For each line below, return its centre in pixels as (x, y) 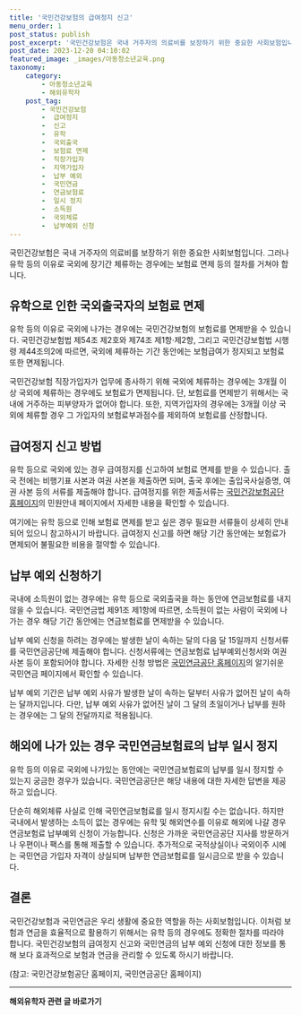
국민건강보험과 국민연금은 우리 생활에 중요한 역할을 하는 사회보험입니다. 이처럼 (146, 921)
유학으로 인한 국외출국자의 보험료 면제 (107, 305)
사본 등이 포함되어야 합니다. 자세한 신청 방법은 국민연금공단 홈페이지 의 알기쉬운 (147, 662)
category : (44, 76)
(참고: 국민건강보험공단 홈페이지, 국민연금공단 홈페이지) (106, 974)
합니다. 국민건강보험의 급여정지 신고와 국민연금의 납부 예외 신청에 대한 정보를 (143, 943)
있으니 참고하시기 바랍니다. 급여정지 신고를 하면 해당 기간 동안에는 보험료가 (156, 533)
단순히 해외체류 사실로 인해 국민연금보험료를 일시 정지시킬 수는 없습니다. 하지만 (147, 811)
